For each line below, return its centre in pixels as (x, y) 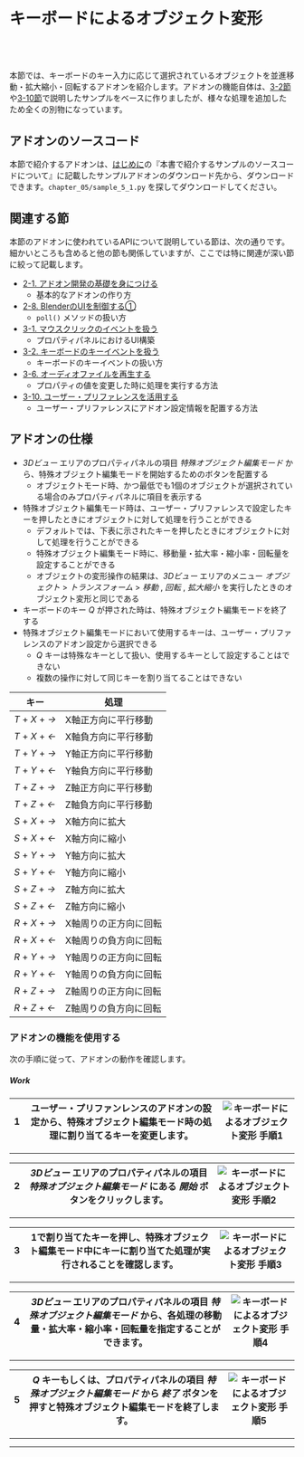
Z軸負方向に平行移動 (109, 805)
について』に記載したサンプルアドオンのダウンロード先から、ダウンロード (156, 176)
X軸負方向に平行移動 (109, 737)
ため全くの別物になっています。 (68, 110)
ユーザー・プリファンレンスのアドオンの (117, 1109)
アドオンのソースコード (75, 141)
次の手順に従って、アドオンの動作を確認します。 (100, 1059)
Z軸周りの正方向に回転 (113, 991)
